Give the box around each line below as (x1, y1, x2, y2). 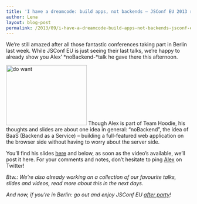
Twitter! (6, 162, 25, 169)
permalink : (6, 25, 33, 31)
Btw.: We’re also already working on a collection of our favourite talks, (6, 174, 176, 181)
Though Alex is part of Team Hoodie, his (87, 120, 186, 127)
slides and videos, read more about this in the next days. (6, 180, 144, 187)
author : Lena (6, 14, 38, 20)
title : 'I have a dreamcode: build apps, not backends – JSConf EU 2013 (6, 8, 188, 15)
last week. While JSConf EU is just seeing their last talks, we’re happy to (6, 47, 181, 55)
